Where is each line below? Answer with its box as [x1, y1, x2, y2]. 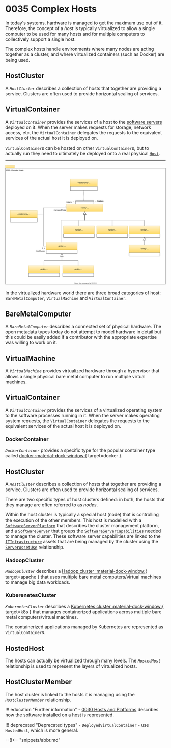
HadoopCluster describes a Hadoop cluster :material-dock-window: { [5, 568, 148, 574]
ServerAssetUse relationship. [5, 544, 65, 550]
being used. [5, 56, 31, 63]
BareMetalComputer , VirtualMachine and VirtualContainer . [5, 295, 127, 301]
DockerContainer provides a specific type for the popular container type [5, 447, 155, 453]
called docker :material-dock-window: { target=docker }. [5, 452, 123, 458]
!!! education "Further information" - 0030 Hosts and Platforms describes [5, 706, 159, 712]
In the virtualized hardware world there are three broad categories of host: [5, 290, 161, 296]
